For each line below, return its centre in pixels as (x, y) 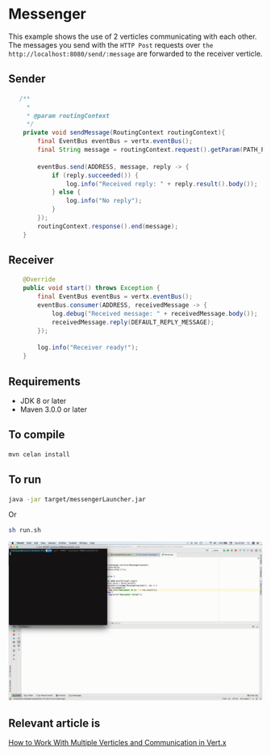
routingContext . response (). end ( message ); (108, 226)
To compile (37, 435)
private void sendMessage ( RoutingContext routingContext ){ (124, 133)
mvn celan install (39, 454)
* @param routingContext (68, 115)
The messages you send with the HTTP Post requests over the (111, 44)
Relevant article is (54, 723)
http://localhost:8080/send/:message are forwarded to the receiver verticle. (135, 53)
